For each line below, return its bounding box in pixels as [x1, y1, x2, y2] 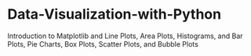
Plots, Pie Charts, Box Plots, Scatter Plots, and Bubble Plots [7, 39, 199, 48]
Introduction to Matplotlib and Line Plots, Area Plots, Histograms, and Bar [7, 31, 244, 40]
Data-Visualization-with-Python [7, 5, 221, 23]
